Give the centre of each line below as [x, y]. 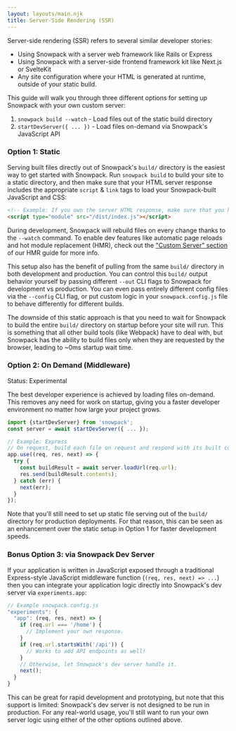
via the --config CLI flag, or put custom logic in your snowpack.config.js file [118, 296]
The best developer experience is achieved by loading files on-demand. [111, 394]
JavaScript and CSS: [37, 197]
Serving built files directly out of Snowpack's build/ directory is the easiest [116, 167]
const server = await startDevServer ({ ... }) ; [78, 429]
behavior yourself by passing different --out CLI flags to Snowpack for [110, 281]
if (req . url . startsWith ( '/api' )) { [72, 644]
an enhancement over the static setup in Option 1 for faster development [112, 529]
